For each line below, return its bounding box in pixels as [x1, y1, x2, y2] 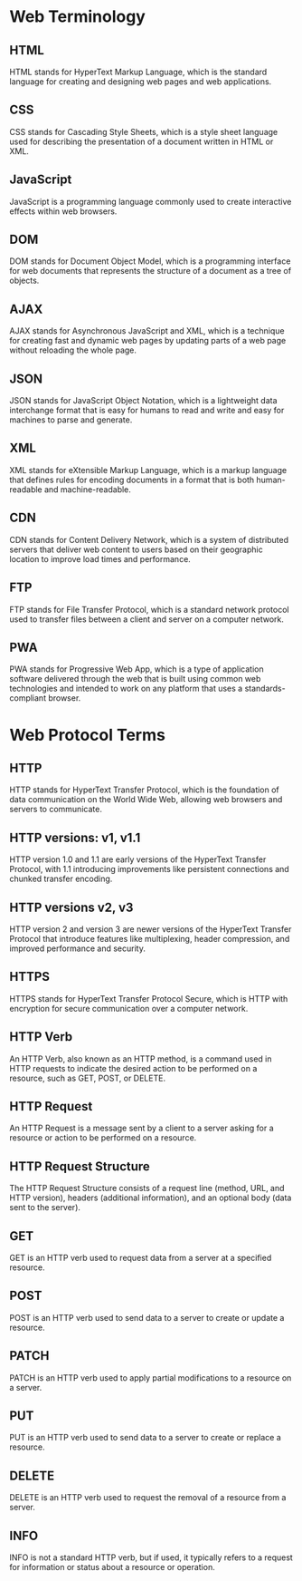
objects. [9, 275, 40, 286]
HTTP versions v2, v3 [9, 899, 134, 915]
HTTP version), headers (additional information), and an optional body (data [9, 1192, 292, 1203]
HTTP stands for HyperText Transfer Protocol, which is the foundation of [9, 784, 280, 795]
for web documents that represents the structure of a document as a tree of [9, 266, 292, 276]
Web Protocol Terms [9, 724, 165, 745]
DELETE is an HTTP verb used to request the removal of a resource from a [9, 1492, 287, 1503]
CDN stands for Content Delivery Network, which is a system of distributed [9, 534, 289, 545]
